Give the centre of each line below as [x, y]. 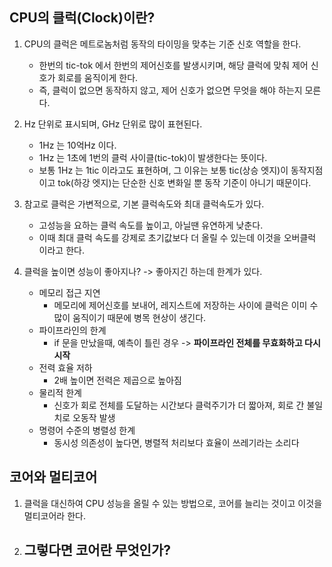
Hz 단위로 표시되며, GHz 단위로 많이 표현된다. [113, 124]
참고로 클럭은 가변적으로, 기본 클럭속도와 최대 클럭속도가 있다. [144, 204]
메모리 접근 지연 [69, 292]
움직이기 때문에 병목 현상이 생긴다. [139, 317]
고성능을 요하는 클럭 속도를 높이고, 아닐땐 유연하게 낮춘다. [151, 225]
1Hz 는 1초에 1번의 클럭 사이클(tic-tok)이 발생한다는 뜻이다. [153, 157]
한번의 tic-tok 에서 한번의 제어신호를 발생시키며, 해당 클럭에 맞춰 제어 [173, 65]
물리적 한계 [60, 392]
